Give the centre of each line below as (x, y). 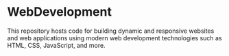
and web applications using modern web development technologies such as (114, 38)
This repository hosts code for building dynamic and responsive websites (111, 31)
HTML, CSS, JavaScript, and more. (56, 45)
